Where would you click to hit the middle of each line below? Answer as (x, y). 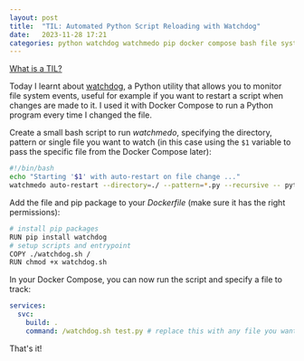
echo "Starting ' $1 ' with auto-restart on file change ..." (125, 177)
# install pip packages (54, 228)
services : (28, 306)
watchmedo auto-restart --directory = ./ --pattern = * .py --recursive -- (145, 185)
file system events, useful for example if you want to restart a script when (146, 96)
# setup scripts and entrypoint (70, 245)
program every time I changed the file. (81, 115)
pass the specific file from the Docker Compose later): (110, 152)
